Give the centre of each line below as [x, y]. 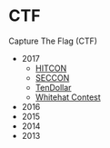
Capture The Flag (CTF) [53, 41]
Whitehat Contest [68, 97]
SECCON [52, 77]
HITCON [51, 68]
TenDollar [53, 87]
